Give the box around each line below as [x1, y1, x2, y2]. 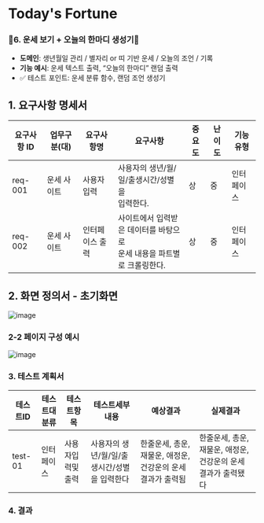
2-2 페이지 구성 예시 [8, 332, 80, 343]
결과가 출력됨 [140, 473, 186, 484]
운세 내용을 [117, 249, 157, 260]
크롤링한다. [126, 260, 167, 271]
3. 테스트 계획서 [8, 371, 64, 382]
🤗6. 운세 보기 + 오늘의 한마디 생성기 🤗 [8, 35, 140, 46]
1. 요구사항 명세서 [8, 98, 88, 112]
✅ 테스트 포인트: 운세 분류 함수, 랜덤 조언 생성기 [19, 73, 166, 83]
